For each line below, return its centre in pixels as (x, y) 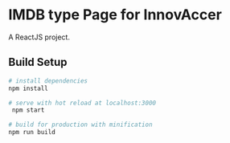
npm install (28, 88)
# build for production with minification (80, 125)
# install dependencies (48, 81)
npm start (28, 110)
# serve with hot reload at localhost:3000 (82, 103)
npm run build (32, 133)
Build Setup (38, 62)
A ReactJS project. (39, 37)
